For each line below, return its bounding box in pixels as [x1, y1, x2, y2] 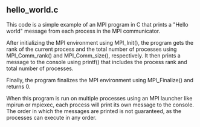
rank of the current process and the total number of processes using [6, 45, 177, 53]
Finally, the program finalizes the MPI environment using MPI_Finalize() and [6, 76, 194, 83]
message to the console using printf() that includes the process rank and [6, 58, 187, 65]
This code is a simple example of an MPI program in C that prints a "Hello [6, 21, 189, 28]
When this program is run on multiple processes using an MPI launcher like [6, 94, 193, 102]
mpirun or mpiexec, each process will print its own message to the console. [6, 101, 195, 108]
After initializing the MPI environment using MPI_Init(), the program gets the [6, 39, 194, 46]
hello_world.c [6, 5, 59, 15]
